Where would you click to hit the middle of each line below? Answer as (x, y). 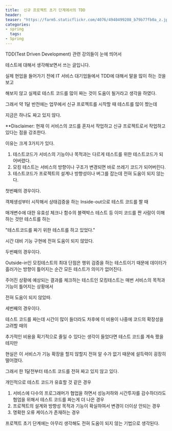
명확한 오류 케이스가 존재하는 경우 (46, 412)
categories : (18, 24)
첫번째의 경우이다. (23, 191)
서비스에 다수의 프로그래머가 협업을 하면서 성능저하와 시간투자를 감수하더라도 (89, 393)
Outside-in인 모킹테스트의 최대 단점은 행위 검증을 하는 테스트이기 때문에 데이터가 (86, 263)
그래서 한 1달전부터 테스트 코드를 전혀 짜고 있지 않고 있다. (62, 371)
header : (14, 15)
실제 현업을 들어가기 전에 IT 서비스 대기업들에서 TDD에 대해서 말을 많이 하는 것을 (86, 76)
